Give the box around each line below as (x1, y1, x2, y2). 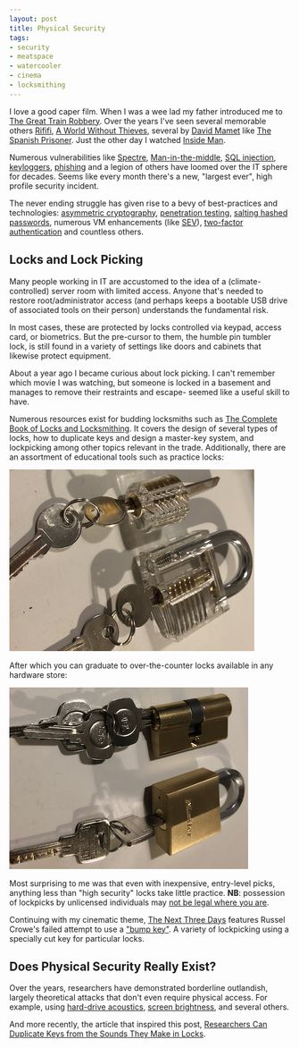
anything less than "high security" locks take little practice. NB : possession (9, 887, 286, 898)
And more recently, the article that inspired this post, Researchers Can (9, 1019, 268, 1030)
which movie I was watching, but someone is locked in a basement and (9, 376, 271, 388)
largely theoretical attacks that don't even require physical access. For (9, 993, 268, 1003)
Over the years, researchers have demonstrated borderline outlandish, (9, 983, 269, 993)
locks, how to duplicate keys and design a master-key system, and (9, 432, 254, 443)
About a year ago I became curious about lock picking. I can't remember (9, 368, 276, 378)
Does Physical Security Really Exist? (9, 959, 217, 974)
